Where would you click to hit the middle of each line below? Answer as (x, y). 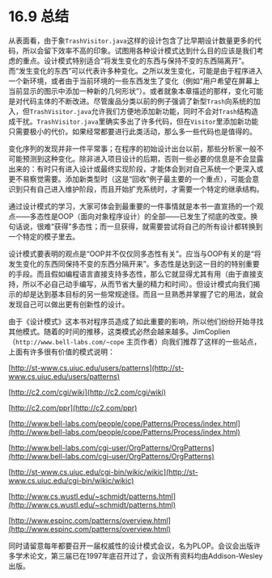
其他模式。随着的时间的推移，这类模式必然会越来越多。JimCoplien (119, 331)
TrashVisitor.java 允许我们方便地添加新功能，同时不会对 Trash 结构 (140, 111)
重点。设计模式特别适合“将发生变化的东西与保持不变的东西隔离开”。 (136, 61)
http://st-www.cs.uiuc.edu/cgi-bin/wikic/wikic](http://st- (104, 472)
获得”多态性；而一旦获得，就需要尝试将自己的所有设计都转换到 (158, 226)
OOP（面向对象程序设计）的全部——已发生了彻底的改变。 (154, 216)
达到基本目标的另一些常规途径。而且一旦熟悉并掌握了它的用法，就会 (150, 294)
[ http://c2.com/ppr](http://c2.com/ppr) (73, 407)
